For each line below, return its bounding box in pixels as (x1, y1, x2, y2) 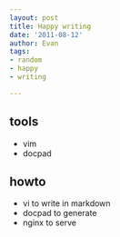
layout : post (9, 13, 59, 23)
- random (9, 55, 43, 64)
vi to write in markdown (22, 198, 111, 209)
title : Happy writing (9, 22, 92, 31)
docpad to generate (22, 208, 97, 219)
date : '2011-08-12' (9, 30, 84, 39)
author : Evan (9, 38, 59, 48)
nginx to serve (22, 217, 77, 228)
